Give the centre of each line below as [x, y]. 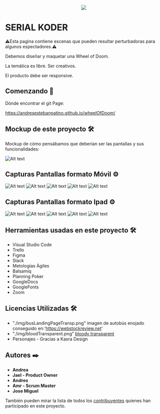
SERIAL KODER [37, 28]
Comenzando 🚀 [29, 91]
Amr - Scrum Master [34, 386]
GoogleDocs [25, 282]
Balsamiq [22, 271]
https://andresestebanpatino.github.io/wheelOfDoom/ [60, 113]
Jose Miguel [25, 391]
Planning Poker [28, 276]
